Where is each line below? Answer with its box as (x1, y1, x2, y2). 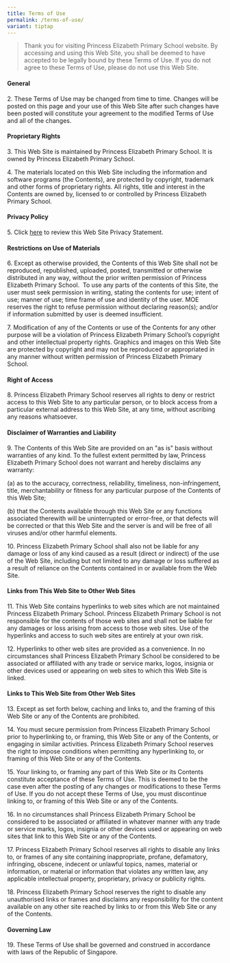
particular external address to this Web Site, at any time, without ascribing (7, 406, 216, 414)
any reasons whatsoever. (7, 413, 78, 421)
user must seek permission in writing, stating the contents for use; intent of (7, 288, 219, 297)
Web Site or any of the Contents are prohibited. (7, 712, 140, 720)
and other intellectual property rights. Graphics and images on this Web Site (7, 338, 221, 347)
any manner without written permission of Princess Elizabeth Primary (7, 353, 202, 361)
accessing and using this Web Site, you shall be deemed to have (23, 49, 205, 57)
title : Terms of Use (7, 10, 66, 17)
